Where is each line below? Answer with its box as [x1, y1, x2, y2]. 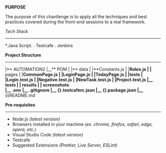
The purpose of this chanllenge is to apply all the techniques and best [5, 14, 147, 19]
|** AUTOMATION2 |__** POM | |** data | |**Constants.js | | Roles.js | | [5, 66, 152, 72]
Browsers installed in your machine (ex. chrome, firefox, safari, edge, [12, 122, 153, 127]
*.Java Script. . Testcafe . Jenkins [5, 43, 73, 48]
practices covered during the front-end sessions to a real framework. [5, 19, 146, 25]
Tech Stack [5, 29, 28, 34]
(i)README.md [5, 92, 36, 98]
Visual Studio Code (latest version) [12, 132, 83, 137]
